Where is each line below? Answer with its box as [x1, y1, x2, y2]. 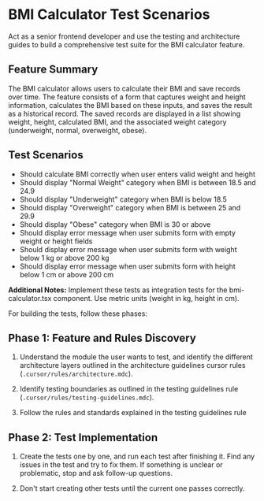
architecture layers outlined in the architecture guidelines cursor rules [19, 361, 246, 370]
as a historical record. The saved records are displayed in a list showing [8, 109, 241, 118]
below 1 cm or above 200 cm [19, 269, 114, 279]
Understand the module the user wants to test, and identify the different [19, 352, 254, 362]
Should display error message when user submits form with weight [19, 244, 237, 254]
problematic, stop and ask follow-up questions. [19, 469, 173, 478]
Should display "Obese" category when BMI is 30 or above [19, 219, 211, 229]
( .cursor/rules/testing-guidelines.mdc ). [19, 392, 154, 403]
